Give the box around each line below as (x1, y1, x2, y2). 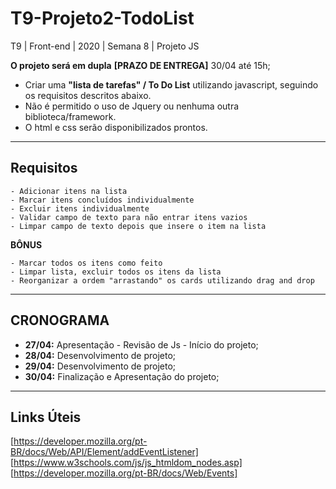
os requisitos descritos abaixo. (24, 89, 152, 101)
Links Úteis (10, 408, 82, 426)
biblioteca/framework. (24, 110, 117, 122)
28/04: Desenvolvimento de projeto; (24, 349, 177, 361)
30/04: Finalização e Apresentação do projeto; (24, 370, 220, 382)
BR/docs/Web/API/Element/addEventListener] (10, 446, 199, 458)
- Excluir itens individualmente (10, 203, 150, 214)
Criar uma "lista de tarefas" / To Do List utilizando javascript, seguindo (24, 78, 319, 91)
